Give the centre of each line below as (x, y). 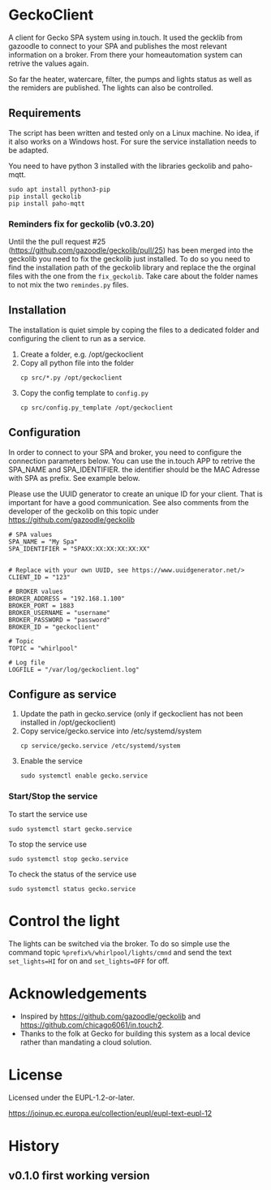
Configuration (45, 433)
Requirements (45, 113)
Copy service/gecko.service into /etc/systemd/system (111, 731)
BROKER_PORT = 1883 (41, 606)
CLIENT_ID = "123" (39, 577)
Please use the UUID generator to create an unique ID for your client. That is (136, 494)
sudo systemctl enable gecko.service (84, 776)
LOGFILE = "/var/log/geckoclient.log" (74, 669)
